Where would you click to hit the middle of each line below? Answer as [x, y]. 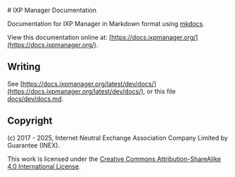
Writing [24, 67]
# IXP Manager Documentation [52, 10]
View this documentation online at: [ [59, 37]
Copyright [30, 121]
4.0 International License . [44, 166]
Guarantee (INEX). [34, 145]
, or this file [159, 91]
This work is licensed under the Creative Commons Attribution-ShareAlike [114, 159]
